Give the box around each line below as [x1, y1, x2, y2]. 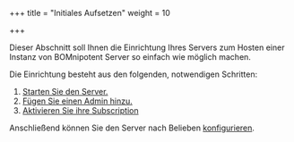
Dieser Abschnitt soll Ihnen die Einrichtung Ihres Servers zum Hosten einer [9, 42, 285, 53]
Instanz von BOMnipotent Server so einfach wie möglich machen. [9, 52, 251, 62]
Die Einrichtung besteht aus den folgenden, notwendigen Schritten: [9, 69, 258, 79]
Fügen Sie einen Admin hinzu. [22, 96, 133, 106]
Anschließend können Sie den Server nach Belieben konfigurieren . [9, 122, 255, 133]
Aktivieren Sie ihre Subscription [22, 105, 139, 115]
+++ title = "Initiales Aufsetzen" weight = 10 [9, 8, 170, 18]
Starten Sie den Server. [22, 87, 108, 96]
